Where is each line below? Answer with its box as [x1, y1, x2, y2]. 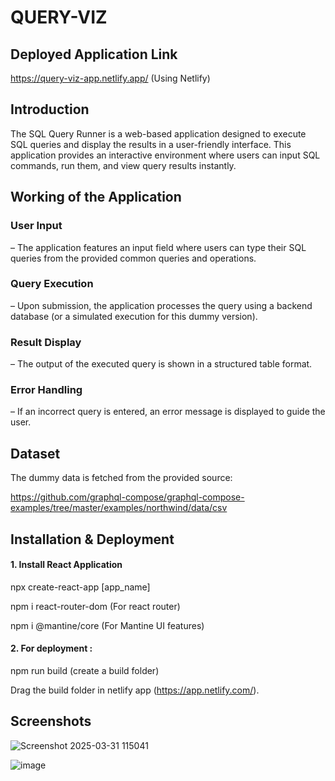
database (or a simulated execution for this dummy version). [10, 310, 258, 322]
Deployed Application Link [10, 46, 178, 63]
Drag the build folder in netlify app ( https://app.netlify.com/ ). [10, 684, 260, 696]
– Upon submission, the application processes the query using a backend [10, 299, 313, 311]
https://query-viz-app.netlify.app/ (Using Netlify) [10, 72, 211, 84]
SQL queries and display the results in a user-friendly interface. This [10, 138, 292, 150]
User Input [10, 219, 63, 233]
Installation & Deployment [10, 531, 175, 548]
